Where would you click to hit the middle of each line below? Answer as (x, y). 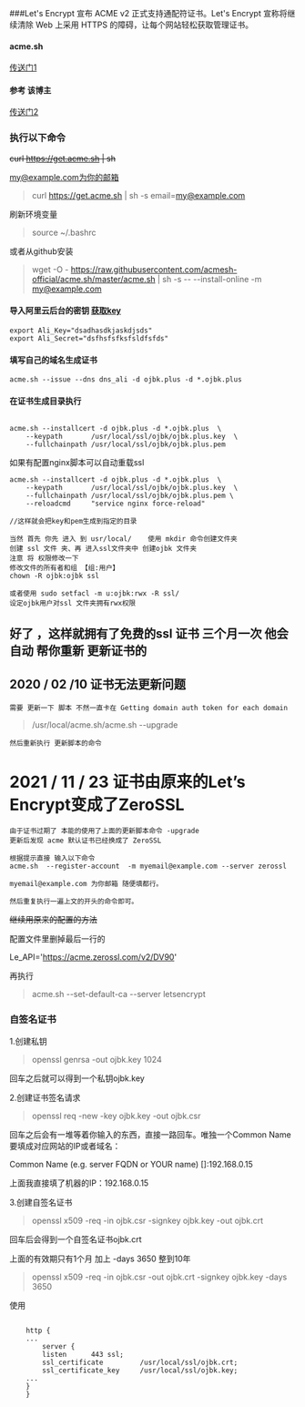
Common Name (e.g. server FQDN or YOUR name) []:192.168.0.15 (131, 1164)
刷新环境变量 (33, 214)
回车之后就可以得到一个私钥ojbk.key (77, 1078)
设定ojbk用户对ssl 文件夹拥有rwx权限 (73, 604)
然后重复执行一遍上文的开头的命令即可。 (74, 902)
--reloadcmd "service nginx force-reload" (116, 504)
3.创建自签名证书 (41, 1202)
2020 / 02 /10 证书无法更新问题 (98, 684)
